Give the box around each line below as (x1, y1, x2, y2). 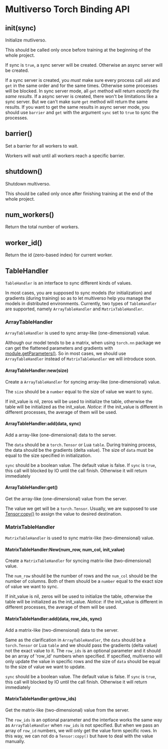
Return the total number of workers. (5, 224, 79, 230)
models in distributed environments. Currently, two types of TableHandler (5, 301, 157, 307)
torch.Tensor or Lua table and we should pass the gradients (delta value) (5, 642, 157, 648)
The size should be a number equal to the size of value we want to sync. (5, 388, 153, 395)
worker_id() (5, 239, 43, 247)
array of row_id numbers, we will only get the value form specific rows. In (5, 727, 157, 733)
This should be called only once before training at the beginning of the (5, 47, 151, 53)
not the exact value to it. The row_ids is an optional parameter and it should (5, 647, 161, 653)
